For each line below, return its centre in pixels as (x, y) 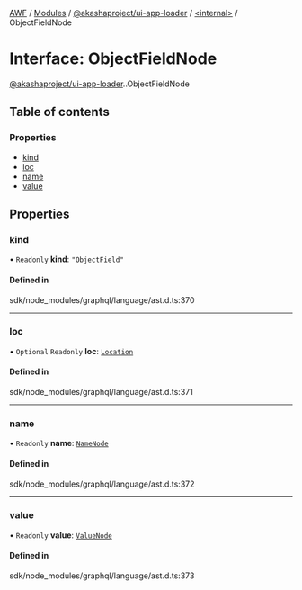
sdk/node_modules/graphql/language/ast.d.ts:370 (102, 299)
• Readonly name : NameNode (59, 443)
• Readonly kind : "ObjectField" (67, 259)
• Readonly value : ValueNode (61, 535)
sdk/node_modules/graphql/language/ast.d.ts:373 (102, 576)
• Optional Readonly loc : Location (71, 351)
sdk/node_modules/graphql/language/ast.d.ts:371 (101, 392)
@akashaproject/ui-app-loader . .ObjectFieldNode (100, 84)
